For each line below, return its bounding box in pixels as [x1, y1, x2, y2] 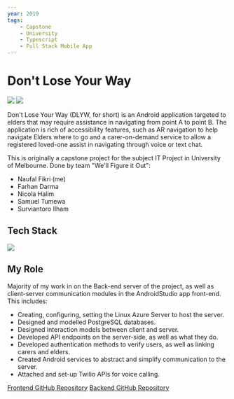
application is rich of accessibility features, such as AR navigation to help [7, 125, 219, 134]
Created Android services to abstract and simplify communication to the [17, 355, 226, 363]
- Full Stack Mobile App [20, 43, 92, 50]
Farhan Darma [17, 182, 59, 190]
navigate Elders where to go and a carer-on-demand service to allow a [7, 132, 212, 141]
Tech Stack [7, 225, 57, 237]
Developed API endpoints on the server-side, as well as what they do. [17, 332, 219, 341]
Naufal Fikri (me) [17, 174, 67, 183]
